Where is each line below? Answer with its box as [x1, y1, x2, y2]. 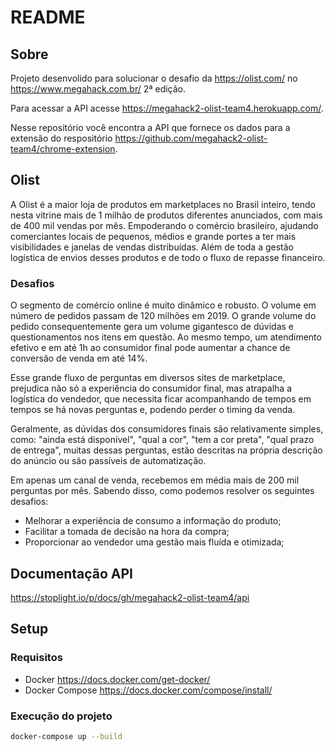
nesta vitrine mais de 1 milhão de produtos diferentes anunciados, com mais [10, 209, 323, 221]
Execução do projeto [10, 709, 113, 723]
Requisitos [10, 651, 63, 665]
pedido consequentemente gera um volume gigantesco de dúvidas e [10, 321, 294, 333]
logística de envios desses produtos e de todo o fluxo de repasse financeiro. [10, 251, 326, 263]
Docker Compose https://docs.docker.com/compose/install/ [24, 684, 273, 696]
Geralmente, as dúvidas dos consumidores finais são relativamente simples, [10, 423, 324, 435]
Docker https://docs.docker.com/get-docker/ [24, 673, 211, 685]
